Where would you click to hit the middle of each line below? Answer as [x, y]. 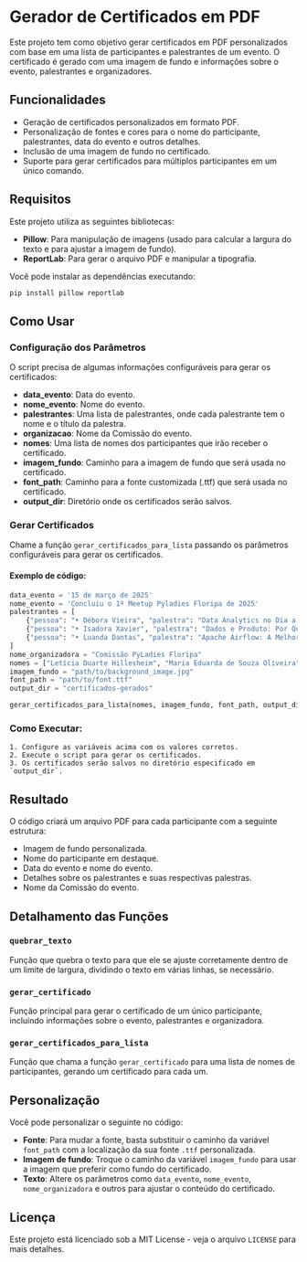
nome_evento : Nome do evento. [84, 405]
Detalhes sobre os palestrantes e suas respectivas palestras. [138, 878]
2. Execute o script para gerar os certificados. [106, 756]
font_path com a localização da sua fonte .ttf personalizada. [139, 1150]
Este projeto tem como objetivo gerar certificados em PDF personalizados [148, 42]
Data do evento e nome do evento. [88, 868]
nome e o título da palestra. [74, 424]
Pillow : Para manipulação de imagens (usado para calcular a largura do [157, 239]
